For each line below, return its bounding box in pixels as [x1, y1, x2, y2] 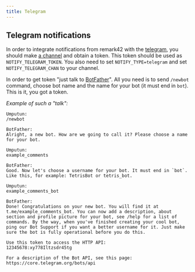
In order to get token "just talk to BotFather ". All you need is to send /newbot [6, 76, 189, 83]
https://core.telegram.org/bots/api [6, 260, 96, 266]
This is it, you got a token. [6, 89, 69, 96]
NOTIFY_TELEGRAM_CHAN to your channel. [6, 65, 100, 72]
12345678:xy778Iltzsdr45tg [6, 245, 72, 251]
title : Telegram [6, 8, 46, 15]
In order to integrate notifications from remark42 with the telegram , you [6, 46, 179, 53]
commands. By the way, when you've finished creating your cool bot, [6, 219, 180, 225]
